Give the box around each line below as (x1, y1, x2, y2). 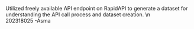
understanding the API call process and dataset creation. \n (5, 11, 151, 18)
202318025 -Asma (5, 17, 51, 24)
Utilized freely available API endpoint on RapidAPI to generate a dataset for (5, 5, 188, 12)
